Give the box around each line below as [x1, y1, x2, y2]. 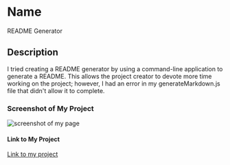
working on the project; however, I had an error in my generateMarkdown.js [7, 79, 221, 88]
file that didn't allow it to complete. [7, 86, 105, 94]
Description [7, 47, 58, 58]
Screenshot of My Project [7, 103, 94, 113]
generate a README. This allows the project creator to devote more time [7, 72, 212, 80]
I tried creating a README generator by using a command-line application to [7, 64, 223, 73]
